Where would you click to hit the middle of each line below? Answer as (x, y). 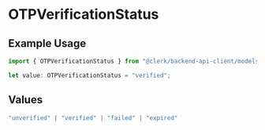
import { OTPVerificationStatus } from (74, 61)
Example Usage (47, 43)
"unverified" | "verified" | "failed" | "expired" (93, 118)
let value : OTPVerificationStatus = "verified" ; (90, 75)
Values (26, 100)
